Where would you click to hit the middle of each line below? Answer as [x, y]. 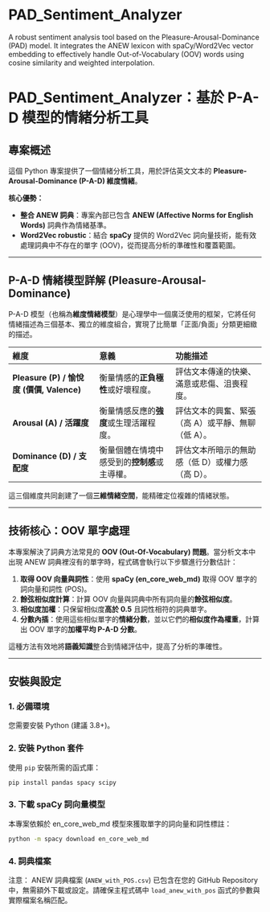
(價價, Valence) [52, 389]
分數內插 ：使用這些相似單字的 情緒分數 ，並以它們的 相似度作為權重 [129, 619]
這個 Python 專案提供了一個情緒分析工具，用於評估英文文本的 [110, 170]
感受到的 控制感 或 [131, 462]
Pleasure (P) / [39, 377]
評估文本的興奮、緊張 [216, 410]
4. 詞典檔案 [30, 861]
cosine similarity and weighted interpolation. [82, 63]
